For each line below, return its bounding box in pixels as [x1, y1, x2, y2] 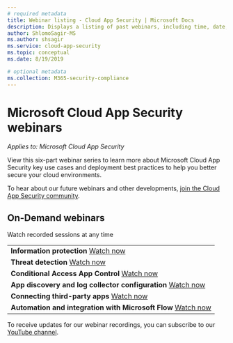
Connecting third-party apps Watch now [10, 291, 148, 301]
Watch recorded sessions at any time [7, 231, 113, 239]
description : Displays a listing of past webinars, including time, [7, 23, 210, 30]
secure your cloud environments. [7, 171, 102, 179]
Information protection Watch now [10, 246, 126, 256]
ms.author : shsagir [7, 36, 64, 43]
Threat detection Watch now [10, 257, 106, 267]
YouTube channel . [7, 328, 59, 337]
